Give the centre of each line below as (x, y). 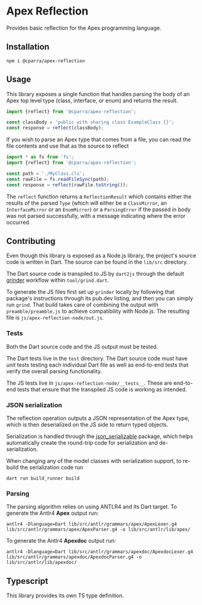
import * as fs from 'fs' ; (40, 157)
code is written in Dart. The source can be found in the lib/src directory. (97, 262)
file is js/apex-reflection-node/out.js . (55, 318)
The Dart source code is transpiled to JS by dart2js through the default (95, 274)
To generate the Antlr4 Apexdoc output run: (61, 541)
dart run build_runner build (43, 478)
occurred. (18, 222)
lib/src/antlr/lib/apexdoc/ (42, 563)
